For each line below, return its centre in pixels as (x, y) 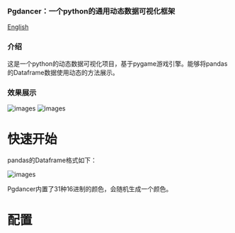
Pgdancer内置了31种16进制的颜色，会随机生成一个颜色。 (90, 188)
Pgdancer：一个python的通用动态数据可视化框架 (91, 11)
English (18, 27)
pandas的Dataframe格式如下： (52, 160)
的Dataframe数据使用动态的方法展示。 (63, 72)
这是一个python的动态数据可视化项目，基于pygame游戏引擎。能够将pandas (117, 63)
